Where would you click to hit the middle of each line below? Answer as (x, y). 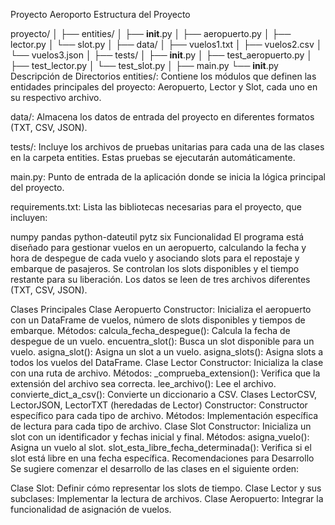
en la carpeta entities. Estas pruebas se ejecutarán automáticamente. (153, 157)
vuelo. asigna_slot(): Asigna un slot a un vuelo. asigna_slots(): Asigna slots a (167, 352)
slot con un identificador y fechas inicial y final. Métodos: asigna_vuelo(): (160, 437)
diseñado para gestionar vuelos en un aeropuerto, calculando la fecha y (158, 247)
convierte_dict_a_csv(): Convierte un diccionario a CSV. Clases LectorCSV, (163, 394)
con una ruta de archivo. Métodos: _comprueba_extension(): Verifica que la (165, 373)
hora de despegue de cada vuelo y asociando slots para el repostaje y (155, 258)
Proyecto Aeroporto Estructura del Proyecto (100, 14)
